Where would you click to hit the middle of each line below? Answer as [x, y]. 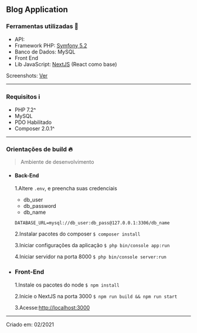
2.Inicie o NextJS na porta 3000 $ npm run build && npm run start [96, 296]
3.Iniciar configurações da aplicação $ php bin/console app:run [92, 245]
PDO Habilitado [33, 122]
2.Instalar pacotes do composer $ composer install [77, 234]
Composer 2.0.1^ [35, 128]
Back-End [27, 175]
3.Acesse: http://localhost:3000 [52, 307]
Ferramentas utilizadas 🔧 [42, 26]
